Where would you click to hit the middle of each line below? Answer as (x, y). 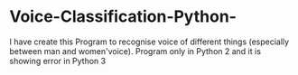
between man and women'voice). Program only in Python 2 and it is (135, 51)
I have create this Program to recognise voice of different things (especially (149, 42)
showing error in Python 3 (58, 61)
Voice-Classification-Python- (123, 17)
